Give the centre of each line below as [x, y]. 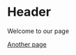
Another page [27, 44]
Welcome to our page [38, 31]
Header [29, 12]
